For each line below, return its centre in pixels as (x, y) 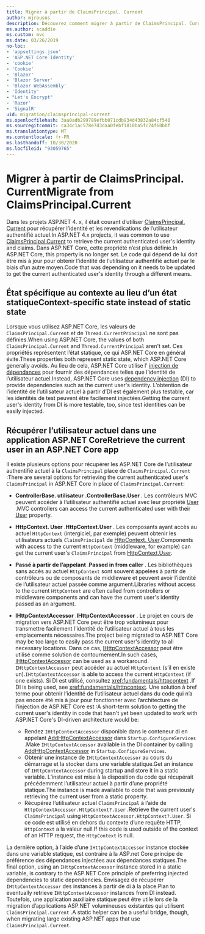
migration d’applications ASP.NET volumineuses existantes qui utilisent (95, 906)
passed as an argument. (45, 604)
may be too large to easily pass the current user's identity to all (94, 642)
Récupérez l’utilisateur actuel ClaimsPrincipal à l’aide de (95, 803)
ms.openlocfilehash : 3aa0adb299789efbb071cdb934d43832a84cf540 (88, 120)
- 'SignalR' (21, 109)
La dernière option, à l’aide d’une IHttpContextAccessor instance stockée (98, 847)
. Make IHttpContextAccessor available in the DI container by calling (109, 744)
